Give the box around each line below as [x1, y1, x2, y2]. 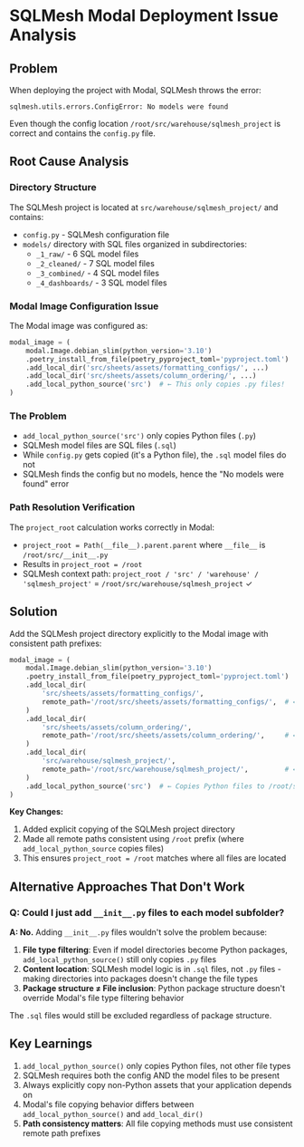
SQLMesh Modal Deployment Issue [9, 5, 279, 26]
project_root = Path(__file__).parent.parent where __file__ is [22, 539, 266, 550]
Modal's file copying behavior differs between [22, 1098, 195, 1110]
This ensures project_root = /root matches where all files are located [22, 853, 287, 863]
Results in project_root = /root [22, 558, 143, 569]
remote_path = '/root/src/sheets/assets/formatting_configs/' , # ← [42, 697, 298, 707]
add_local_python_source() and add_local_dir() [22, 1108, 204, 1119]
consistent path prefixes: [9, 638, 102, 649]
